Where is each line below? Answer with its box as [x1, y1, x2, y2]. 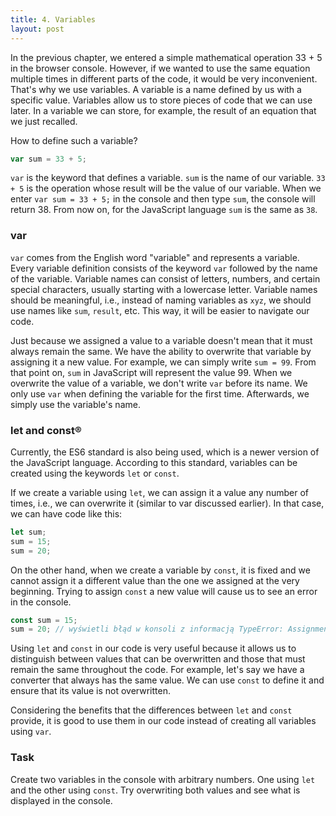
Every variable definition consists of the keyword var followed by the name [10, 262, 318, 274]
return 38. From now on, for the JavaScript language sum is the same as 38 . [10, 204, 318, 216]
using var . [10, 726, 52, 738]
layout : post [10, 24, 65, 34]
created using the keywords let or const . [10, 467, 180, 479]
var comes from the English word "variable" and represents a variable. [10, 251, 300, 263]
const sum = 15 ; [10, 615, 78, 625]
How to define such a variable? [10, 134, 138, 146]
